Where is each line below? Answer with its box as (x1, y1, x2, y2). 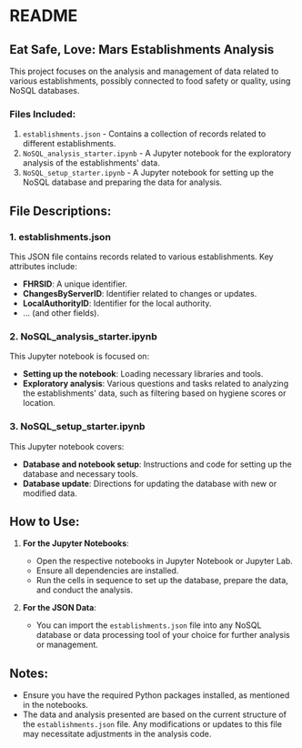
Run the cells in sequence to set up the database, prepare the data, (35, 575, 288, 586)
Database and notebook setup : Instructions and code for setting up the (22, 459, 293, 470)
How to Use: (9, 513, 80, 529)
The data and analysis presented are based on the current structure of (22, 709, 287, 720)
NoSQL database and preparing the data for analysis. (22, 177, 223, 187)
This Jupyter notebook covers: (9, 440, 125, 451)
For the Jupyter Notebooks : (22, 538, 129, 549)
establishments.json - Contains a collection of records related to (22, 128, 267, 139)
